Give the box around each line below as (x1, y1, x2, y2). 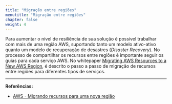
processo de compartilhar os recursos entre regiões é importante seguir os (5, 52, 164, 58)
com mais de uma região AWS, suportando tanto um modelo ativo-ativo (5, 41, 156, 48)
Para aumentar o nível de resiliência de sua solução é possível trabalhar (5, 36, 157, 42)
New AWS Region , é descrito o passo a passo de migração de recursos (5, 63, 156, 69)
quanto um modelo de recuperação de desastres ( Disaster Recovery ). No (5, 47, 160, 53)
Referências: (5, 83, 33, 90)
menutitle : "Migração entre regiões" (5, 12, 86, 17)
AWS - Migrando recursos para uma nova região (12, 93, 115, 99)
